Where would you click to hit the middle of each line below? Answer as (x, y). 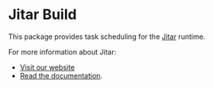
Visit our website (47, 67)
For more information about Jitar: (62, 52)
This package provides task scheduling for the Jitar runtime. (107, 36)
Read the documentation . (61, 75)
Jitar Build (43, 15)
